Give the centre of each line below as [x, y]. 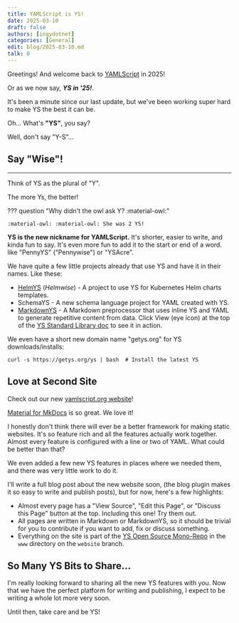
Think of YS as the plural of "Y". [54, 183]
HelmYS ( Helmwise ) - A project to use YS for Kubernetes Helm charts [119, 287]
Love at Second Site [52, 382]
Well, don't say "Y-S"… [41, 137]
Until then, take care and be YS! [54, 612]
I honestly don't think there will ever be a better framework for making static [118, 426]
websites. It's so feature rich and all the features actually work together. [112, 434]
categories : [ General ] [41, 41]
